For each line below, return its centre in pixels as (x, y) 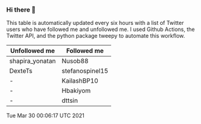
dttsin (70, 101)
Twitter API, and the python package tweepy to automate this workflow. (96, 36)
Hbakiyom (76, 91)
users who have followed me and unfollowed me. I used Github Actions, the (101, 29)
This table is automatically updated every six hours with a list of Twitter (95, 23)
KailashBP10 (80, 81)
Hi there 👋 (21, 10)
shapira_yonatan (33, 61)
